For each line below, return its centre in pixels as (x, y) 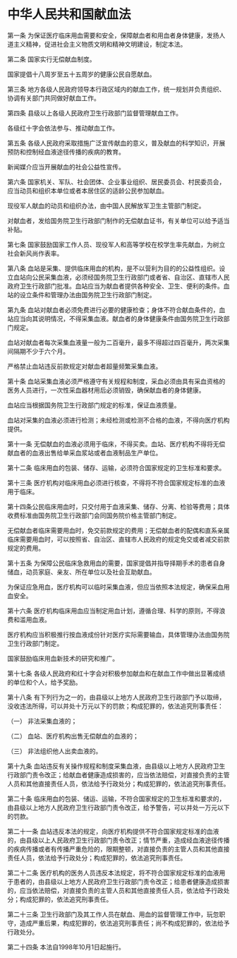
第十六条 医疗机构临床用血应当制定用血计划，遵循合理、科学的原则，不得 (113, 611)
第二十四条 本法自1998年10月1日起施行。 (66, 947)
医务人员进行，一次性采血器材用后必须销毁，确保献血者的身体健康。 (106, 390)
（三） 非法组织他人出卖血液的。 (55, 751)
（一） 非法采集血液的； (42, 721)
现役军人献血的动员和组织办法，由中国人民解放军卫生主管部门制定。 (106, 205)
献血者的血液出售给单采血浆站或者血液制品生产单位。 (85, 453)
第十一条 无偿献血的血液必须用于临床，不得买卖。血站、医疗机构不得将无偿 (116, 444)
